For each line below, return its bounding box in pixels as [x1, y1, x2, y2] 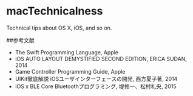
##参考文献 [6, 36, 35, 43]
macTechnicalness [6, 4, 103, 18]
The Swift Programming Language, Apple [15, 48, 118, 56]
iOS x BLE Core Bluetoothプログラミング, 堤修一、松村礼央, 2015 [15, 83, 177, 90]
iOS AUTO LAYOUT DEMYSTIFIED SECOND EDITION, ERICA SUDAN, [15, 55, 187, 62]
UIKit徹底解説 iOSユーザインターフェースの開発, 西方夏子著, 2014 [15, 75, 178, 82]
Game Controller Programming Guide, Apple [15, 68, 126, 75]
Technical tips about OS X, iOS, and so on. [6, 24, 112, 31]
